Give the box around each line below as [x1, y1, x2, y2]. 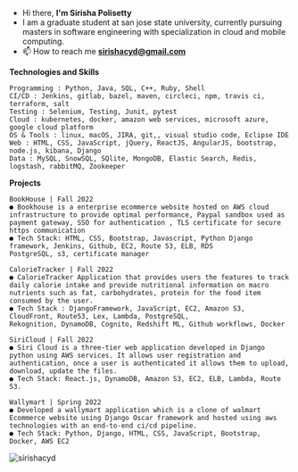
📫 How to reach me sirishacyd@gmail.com [21, 46, 186, 56]
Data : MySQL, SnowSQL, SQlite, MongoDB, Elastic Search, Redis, [9, 154, 257, 163]
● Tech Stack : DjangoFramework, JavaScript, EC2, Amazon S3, [9, 304, 245, 313]
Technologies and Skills [9, 67, 100, 77]
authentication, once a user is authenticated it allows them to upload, [9, 359, 290, 368]
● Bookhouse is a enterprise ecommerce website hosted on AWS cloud [9, 203, 269, 211]
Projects [9, 178, 42, 188]
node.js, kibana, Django [9, 146, 102, 155]
